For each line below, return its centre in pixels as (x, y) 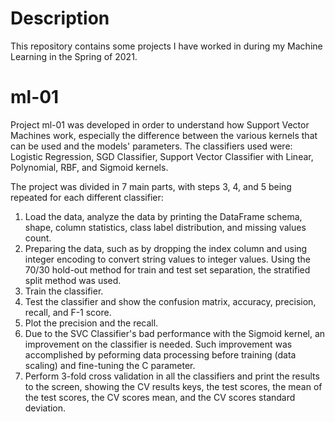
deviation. (45, 408)
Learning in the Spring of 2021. (74, 56)
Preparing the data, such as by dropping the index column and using (166, 248)
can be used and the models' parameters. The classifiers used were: (151, 146)
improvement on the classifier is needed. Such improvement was (158, 344)
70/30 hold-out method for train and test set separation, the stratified (167, 269)
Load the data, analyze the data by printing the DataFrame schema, (163, 216)
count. (38, 238)
